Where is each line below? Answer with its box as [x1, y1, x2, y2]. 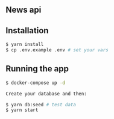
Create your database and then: [5, 91, 87, 97]
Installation [5, 25, 49, 36]
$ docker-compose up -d [5, 80, 66, 86]
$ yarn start [5, 107, 39, 114]
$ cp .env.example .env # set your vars [5, 47, 109, 53]
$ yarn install [5, 42, 44, 48]
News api [5, 5, 42, 15]
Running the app [5, 63, 69, 74]
